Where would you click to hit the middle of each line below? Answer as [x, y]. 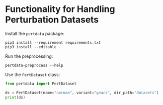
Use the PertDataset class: [33, 74]
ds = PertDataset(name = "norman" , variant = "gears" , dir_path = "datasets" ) [82, 93]
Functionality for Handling [60, 9]
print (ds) [15, 97]
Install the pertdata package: [35, 33]
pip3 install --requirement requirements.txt [53, 43]
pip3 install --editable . [33, 47]
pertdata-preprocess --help [34, 65]
